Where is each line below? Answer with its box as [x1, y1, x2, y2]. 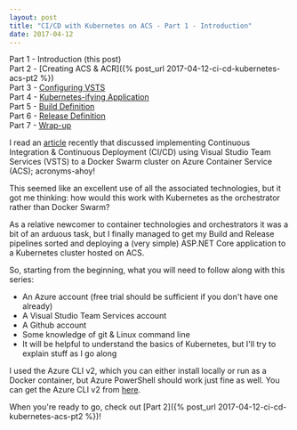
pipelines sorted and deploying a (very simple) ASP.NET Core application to [9, 238, 286, 249]
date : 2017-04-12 [9, 29, 74, 38]
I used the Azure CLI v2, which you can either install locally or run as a [9, 366, 267, 377]
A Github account [21, 320, 87, 330]
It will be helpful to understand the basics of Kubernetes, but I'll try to [21, 339, 277, 350]
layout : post [9, 12, 58, 22]
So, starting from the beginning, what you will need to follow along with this [9, 264, 285, 276]
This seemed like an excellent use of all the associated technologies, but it [9, 183, 282, 194]
